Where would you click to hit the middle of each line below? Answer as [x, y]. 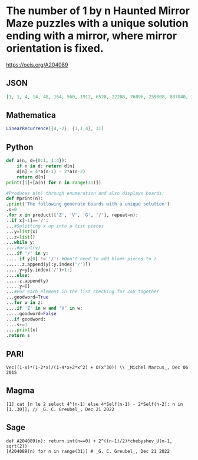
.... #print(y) [24, 248]
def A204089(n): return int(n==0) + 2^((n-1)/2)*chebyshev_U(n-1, [89, 441]
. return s [18, 336]
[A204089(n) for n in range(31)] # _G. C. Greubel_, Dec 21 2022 [88, 451]
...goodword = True [27, 297]
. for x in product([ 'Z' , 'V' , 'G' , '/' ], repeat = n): [72, 215]
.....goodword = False [32, 313]
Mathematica [31, 115]
